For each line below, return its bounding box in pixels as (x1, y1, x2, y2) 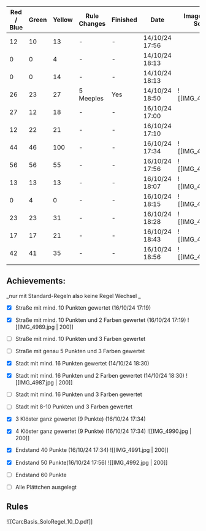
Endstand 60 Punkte (15, 471, 67, 478)
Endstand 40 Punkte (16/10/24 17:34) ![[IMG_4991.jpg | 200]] (15, 446, 169, 454)
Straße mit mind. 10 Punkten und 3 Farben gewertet (15, 335, 146, 342)
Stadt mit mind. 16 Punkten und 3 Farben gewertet (15, 391, 142, 398)
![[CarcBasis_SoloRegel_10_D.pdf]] (6, 518, 93, 525)
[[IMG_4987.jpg (15, 379, 54, 386)
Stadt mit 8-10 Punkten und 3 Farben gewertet (15, 403, 133, 410)
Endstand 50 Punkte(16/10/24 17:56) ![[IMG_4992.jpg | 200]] (15, 459, 168, 466)
